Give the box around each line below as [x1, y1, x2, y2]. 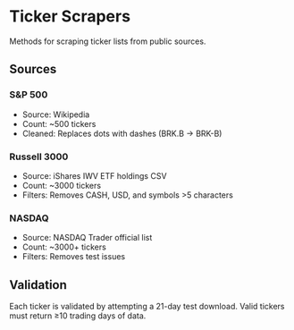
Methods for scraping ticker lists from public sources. [9, 36, 206, 47]
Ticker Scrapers [9, 6, 131, 27]
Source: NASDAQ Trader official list [21, 233, 153, 243]
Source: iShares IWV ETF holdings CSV [21, 170, 167, 181]
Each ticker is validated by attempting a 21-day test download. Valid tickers [9, 301, 285, 312]
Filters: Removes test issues [21, 251, 126, 262]
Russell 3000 [9, 150, 69, 163]
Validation [9, 277, 67, 292]
